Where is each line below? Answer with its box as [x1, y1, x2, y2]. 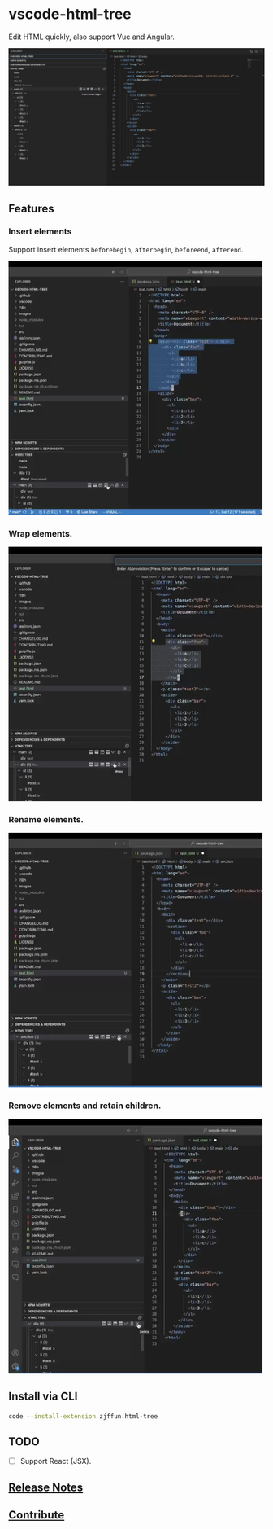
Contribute [8, 1508, 65, 1522]
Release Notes [8, 1480, 84, 1494]
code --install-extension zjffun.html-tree [8, 1412, 158, 1421]
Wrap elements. [8, 528, 73, 539]
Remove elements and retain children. [8, 1100, 162, 1111]
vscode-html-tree [8, 5, 132, 24]
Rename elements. [8, 814, 84, 826]
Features [8, 201, 54, 216]
